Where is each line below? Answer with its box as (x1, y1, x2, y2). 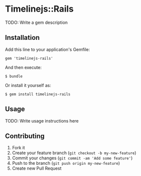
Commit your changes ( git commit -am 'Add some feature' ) (12, 155, 133, 161)
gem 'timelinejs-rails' (5, 56, 53, 61)
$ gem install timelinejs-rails (5, 91, 70, 97)
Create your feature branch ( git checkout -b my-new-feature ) (12, 150, 137, 156)
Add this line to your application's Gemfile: (5, 46, 90, 52)
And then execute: (5, 64, 42, 70)
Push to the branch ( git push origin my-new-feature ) (12, 160, 120, 166)
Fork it (12, 145, 25, 151)
